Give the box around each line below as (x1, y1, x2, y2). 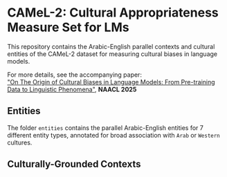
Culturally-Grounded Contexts (7, 158, 141, 170)
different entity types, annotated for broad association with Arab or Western (7, 131, 220, 139)
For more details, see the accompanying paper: (7, 71, 142, 79)
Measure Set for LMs (7, 19, 129, 35)
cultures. (7, 138, 33, 147)
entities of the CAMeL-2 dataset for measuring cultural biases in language (7, 50, 218, 58)
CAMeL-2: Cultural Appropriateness (7, 5, 219, 21)
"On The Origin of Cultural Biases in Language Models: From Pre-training (7, 77, 216, 86)
